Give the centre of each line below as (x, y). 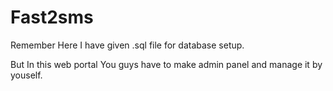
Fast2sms (52, 17)
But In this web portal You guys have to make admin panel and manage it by (166, 64)
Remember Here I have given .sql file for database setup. (127, 45)
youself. (26, 75)
